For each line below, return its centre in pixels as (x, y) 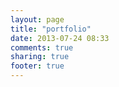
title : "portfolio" (51, 29)
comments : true (42, 47)
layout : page (37, 19)
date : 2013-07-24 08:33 (60, 38)
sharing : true (40, 57)
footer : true (37, 66)
